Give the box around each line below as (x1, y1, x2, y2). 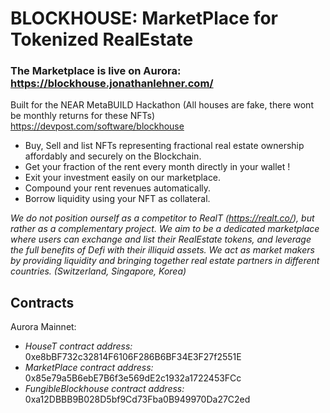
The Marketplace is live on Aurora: (10, 64, 182, 78)
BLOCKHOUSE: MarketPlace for (10, 7, 278, 30)
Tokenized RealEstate (10, 28, 194, 51)
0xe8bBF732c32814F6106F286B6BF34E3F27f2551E (24, 351, 242, 363)
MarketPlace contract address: (24, 362, 154, 374)
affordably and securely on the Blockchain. (24, 150, 202, 162)
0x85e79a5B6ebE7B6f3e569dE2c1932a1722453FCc (24, 372, 242, 384)
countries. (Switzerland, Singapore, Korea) (10, 265, 187, 277)
